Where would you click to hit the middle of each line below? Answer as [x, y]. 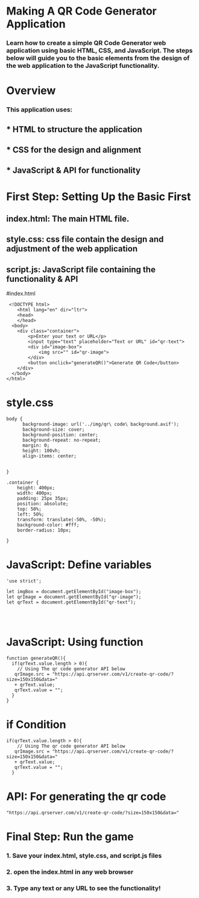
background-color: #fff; [48, 525]
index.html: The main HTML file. [68, 218]
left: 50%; [31, 514]
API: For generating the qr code [86, 797]
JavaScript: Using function [75, 642]
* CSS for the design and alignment [74, 150]
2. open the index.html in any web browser [70, 872]
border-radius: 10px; [44, 530]
